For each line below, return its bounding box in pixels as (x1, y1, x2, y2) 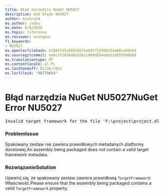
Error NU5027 (5, 102, 62, 113)
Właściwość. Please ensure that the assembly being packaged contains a (5, 180, 152, 186)
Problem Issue (5, 130, 39, 137)
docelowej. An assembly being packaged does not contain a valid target (5, 147, 149, 152)
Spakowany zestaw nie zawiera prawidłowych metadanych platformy (5, 141, 144, 147)
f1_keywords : (5, 39, 32, 44)
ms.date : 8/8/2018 (5, 25, 42, 30)
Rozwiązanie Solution (5, 164, 56, 171)
